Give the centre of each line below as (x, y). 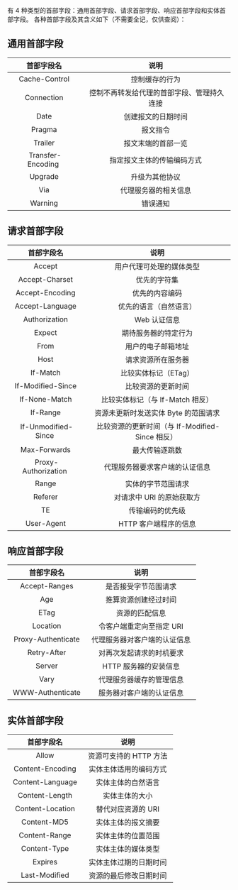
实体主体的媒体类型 (127, 849)
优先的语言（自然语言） (157, 306)
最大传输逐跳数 (157, 450)
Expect (46, 332)
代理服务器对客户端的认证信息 (141, 639)
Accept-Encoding (45, 292)
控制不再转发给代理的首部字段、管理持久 (157, 92)
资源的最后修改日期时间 (127, 876)
